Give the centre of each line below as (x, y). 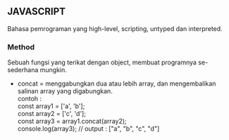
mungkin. (53, 70)
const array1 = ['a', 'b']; (51, 106)
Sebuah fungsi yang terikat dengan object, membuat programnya (102, 62)
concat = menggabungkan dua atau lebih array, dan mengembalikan (117, 83)
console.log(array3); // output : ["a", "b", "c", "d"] (88, 129)
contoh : (30, 99)
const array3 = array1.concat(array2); (72, 121)
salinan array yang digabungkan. (65, 91)
